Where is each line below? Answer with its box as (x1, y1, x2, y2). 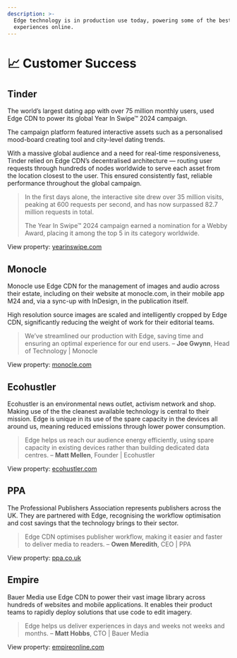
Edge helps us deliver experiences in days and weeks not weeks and (24, 621, 225, 630)
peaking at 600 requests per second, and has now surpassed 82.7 (24, 201, 219, 209)
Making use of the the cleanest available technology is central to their (7, 407, 209, 415)
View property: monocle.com (7, 361, 92, 369)
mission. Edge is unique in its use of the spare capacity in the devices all (7, 414, 218, 423)
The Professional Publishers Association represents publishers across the (7, 503, 221, 512)
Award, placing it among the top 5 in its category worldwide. (24, 229, 200, 237)
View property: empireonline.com (7, 642, 104, 651)
